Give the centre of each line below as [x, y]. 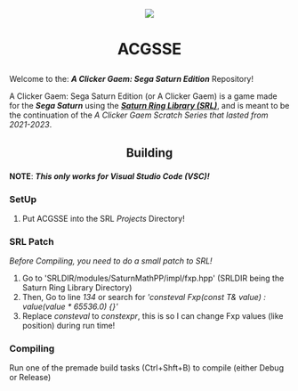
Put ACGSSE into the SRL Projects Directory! [103, 218]
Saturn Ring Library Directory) [77, 288]
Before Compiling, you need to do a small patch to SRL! [111, 261]
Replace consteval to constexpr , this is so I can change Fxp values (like [153, 316]
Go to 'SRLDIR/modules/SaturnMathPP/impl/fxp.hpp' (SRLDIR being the [153, 278]
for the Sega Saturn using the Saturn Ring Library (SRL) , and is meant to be [149, 106]
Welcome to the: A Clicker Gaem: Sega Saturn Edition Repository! [132, 79]
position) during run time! [68, 326]
